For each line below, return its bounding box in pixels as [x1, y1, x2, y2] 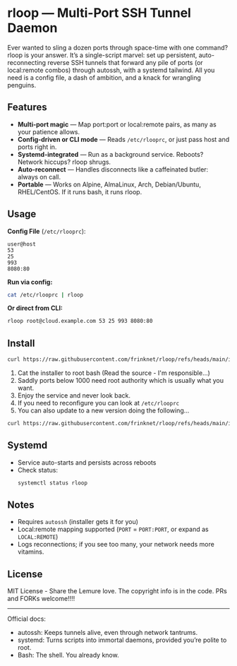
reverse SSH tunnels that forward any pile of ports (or [47, 58, 203, 66]
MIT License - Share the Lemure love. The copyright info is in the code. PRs [7, 587, 227, 595]
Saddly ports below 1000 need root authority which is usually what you [17, 376, 224, 384]
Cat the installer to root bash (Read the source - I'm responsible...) [17, 369, 210, 377]
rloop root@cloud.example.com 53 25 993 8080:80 [7, 318, 153, 325]
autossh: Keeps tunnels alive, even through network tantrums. [17, 629, 198, 637]
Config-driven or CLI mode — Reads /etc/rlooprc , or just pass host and [17, 135, 230, 143]
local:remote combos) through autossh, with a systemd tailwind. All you [7, 66, 215, 74]
